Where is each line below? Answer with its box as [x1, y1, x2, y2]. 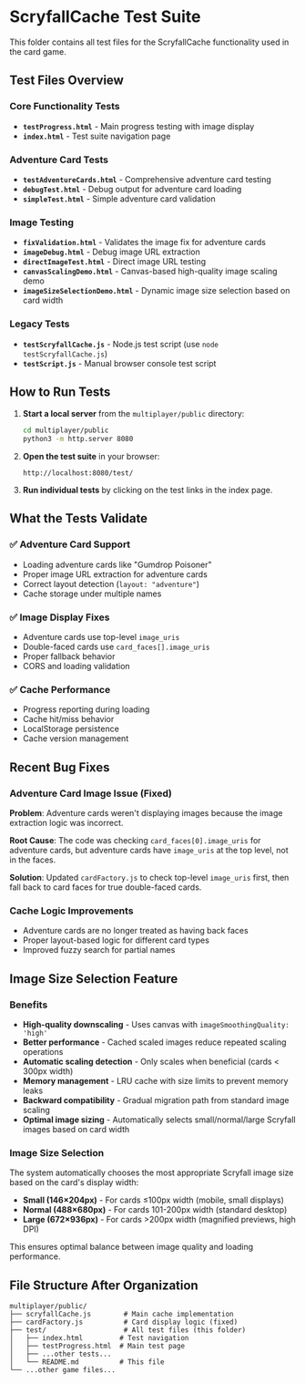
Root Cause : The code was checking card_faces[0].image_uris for [9, 835, 261, 846]
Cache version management [22, 733, 129, 744]
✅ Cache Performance [9, 683, 111, 696]
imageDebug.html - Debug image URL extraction [22, 246, 200, 257]
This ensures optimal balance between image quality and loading [9, 1242, 254, 1253]
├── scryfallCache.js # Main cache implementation [9, 1310, 234, 1319]
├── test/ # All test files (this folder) [9, 1326, 247, 1335]
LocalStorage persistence [22, 723, 120, 735]
